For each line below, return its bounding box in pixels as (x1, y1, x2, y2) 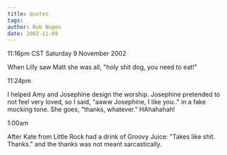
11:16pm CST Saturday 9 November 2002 (7, 49, 127, 58)
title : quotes (7, 10, 49, 18)
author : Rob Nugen (7, 23, 61, 30)
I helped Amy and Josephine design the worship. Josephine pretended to (7, 90, 221, 99)
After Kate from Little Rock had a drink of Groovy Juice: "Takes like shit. (7, 132, 216, 141)
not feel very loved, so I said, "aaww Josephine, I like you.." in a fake (7, 98, 207, 106)
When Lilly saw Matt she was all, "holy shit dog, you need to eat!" (7, 63, 197, 71)
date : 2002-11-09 (7, 30, 59, 37)
